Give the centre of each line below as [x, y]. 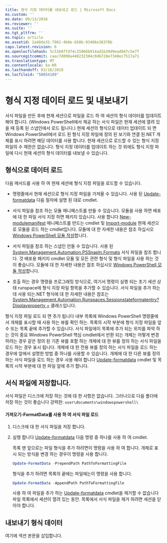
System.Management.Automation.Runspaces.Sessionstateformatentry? [86, 299]
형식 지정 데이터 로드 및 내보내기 [67, 101]
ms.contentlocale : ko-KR [31, 65]
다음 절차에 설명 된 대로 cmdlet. [67, 200]
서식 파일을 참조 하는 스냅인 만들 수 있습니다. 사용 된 [63, 246]
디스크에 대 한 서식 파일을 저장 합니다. [49, 426]
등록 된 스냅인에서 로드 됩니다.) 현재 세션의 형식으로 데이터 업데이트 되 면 [86, 128]
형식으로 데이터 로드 [34, 170]
